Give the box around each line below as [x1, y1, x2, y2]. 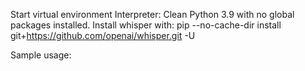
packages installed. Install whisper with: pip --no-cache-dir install [10, 19, 282, 31]
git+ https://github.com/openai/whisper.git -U [10, 30, 196, 41]
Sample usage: [10, 49, 72, 61]
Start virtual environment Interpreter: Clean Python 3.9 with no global [10, 9, 295, 20]
